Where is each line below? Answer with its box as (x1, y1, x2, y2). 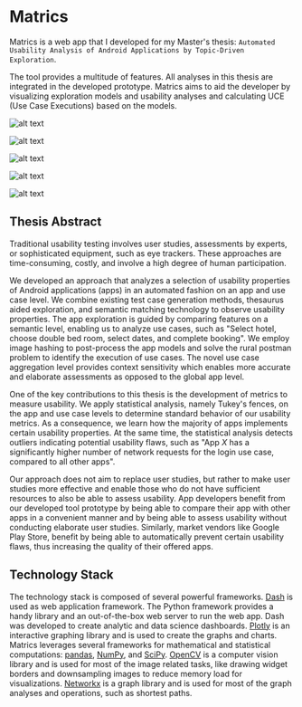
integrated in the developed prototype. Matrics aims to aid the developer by (9, 81, 291, 91)
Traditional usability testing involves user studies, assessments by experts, (9, 238, 288, 249)
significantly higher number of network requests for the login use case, (9, 446, 274, 457)
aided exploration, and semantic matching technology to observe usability (9, 303, 285, 314)
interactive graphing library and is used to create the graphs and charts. (9, 629, 278, 640)
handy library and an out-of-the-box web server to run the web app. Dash (9, 610, 285, 621)
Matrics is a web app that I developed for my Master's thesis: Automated (9, 36, 276, 47)
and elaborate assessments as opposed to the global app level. (9, 371, 245, 382)
